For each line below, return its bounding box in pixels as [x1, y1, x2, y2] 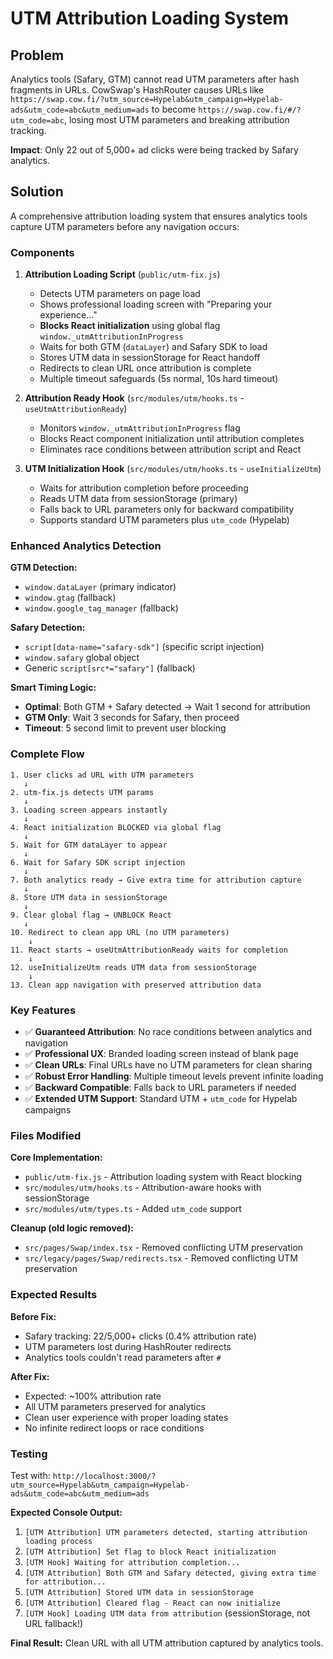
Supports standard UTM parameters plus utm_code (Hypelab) [39, 514, 290, 526]
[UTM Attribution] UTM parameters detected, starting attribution [24, 1527, 308, 1537]
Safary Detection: [10, 622, 86, 634]
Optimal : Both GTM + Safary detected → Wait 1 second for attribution [24, 701, 311, 713]
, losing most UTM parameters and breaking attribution [63, 114, 290, 126]
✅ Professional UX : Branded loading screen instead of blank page [24, 1048, 299, 1059]
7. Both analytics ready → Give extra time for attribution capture [10, 875, 302, 885]
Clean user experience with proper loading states [24, 1411, 229, 1423]
